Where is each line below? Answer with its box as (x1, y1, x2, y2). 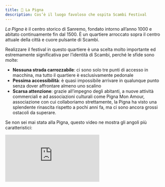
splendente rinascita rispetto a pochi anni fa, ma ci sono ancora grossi (12, 104, 158, 110)
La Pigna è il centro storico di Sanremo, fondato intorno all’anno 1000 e (5, 26, 152, 32)
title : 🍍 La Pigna (5, 7, 44, 13)
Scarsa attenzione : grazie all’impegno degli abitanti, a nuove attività (12, 88, 154, 94)
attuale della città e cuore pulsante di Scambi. (5, 36, 99, 43)
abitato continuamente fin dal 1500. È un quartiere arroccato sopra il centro (5, 31, 160, 37)
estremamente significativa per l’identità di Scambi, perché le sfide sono (5, 51, 154, 58)
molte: (5, 57, 19, 63)
